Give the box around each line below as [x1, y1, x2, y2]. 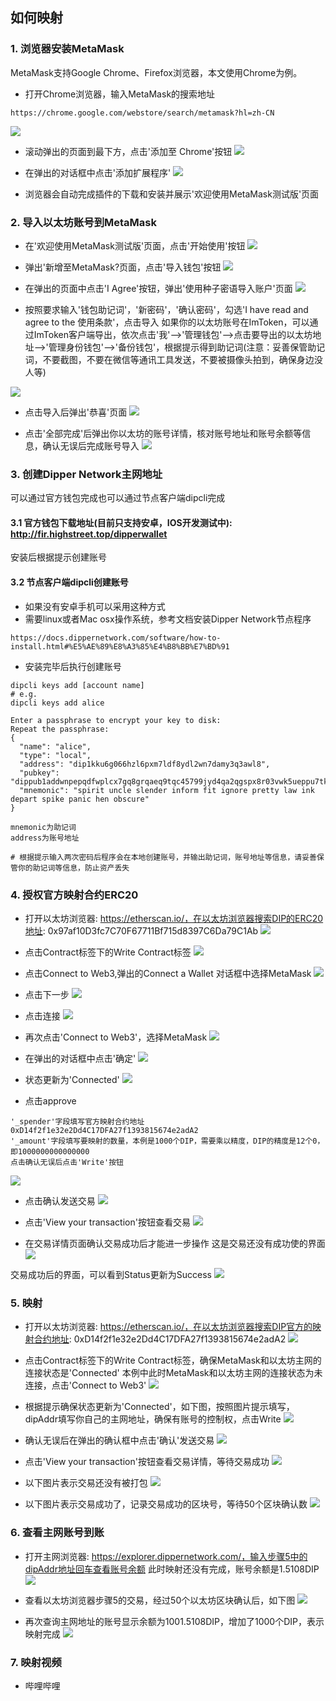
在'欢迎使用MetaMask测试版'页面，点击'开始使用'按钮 [24, 239, 246, 252]
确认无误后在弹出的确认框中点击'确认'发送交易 [24, 1434, 215, 1447]
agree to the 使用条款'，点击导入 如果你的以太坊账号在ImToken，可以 [24, 316, 310, 328]
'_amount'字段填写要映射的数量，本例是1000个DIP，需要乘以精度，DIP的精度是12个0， [10, 1136, 325, 1146]
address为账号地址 [10, 833, 80, 843]
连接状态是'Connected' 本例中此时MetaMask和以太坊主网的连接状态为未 [24, 1367, 323, 1379]
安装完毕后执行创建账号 [24, 660, 122, 672]
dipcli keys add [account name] [10, 680, 145, 690]
